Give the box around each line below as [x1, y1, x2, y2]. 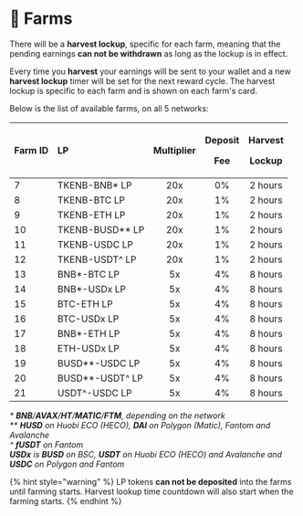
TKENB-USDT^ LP [57, 253, 137, 266]
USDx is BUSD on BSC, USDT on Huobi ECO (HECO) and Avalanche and [9, 448, 283, 459]
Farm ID [14, 143, 48, 156]
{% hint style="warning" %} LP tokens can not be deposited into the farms [9, 476, 292, 487]
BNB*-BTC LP [57, 268, 120, 280]
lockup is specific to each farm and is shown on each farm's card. [9, 85, 258, 96]
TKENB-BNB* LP [57, 178, 132, 191]
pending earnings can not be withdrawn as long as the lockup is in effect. [9, 47, 288, 58]
